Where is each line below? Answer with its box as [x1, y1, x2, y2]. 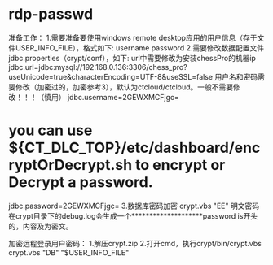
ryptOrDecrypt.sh [8, 156, 133, 175]
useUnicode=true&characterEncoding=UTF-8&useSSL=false [8, 72, 214, 81]
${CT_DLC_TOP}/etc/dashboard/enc [8, 139, 261, 157]
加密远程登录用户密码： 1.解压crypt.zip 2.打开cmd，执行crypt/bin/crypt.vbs [8, 238, 262, 248]
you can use [8, 121, 93, 140]
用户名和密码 [214, 72, 258, 81]
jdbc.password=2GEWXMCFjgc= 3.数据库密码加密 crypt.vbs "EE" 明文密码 [8, 201, 259, 211]
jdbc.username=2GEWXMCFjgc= [67, 92, 179, 102]
